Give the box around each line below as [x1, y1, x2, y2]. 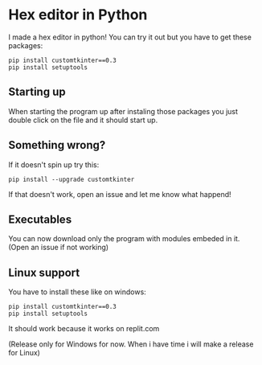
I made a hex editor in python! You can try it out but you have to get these [8, 32, 252, 42]
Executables [8, 212, 72, 226]
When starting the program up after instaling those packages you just [8, 106, 239, 116]
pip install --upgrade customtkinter [8, 175, 135, 183]
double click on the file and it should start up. [8, 115, 158, 125]
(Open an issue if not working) [8, 243, 109, 252]
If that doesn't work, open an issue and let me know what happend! [8, 189, 231, 199]
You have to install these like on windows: [8, 287, 146, 297]
